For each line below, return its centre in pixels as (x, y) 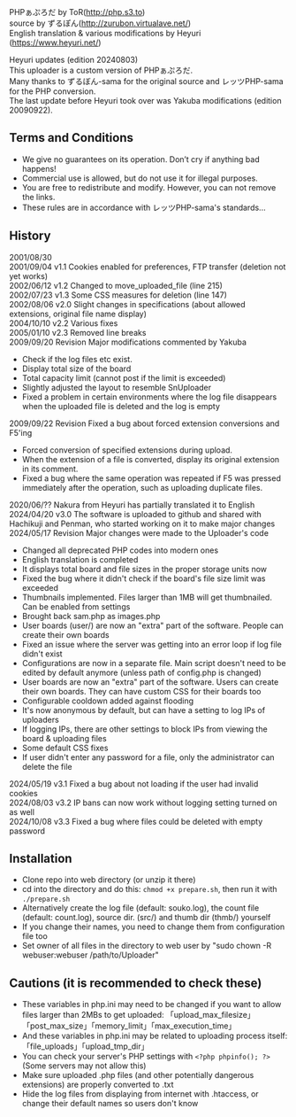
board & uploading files (65, 738)
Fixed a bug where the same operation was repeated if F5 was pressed (151, 478)
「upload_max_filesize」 (211, 1015)
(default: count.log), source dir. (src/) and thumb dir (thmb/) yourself (146, 918)
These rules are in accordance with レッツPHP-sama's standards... (144, 207)
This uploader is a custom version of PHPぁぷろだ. (101, 70)
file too (35, 936)
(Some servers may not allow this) (84, 1066)
